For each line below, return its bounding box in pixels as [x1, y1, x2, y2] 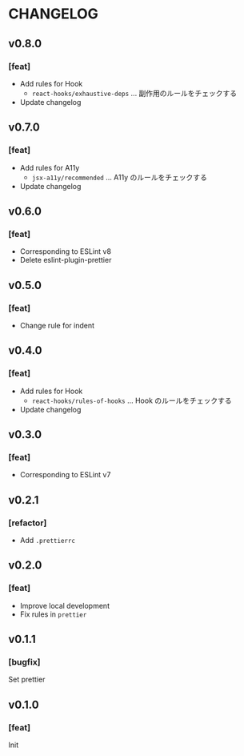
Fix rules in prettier [19, 609, 87, 619]
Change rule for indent [19, 320, 94, 330]
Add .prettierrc [19, 536, 76, 545]
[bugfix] [8, 657, 42, 667]
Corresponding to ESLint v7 [19, 470, 111, 480]
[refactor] [8, 517, 47, 529]
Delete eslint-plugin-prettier [19, 255, 112, 265]
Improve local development [19, 601, 110, 610]
